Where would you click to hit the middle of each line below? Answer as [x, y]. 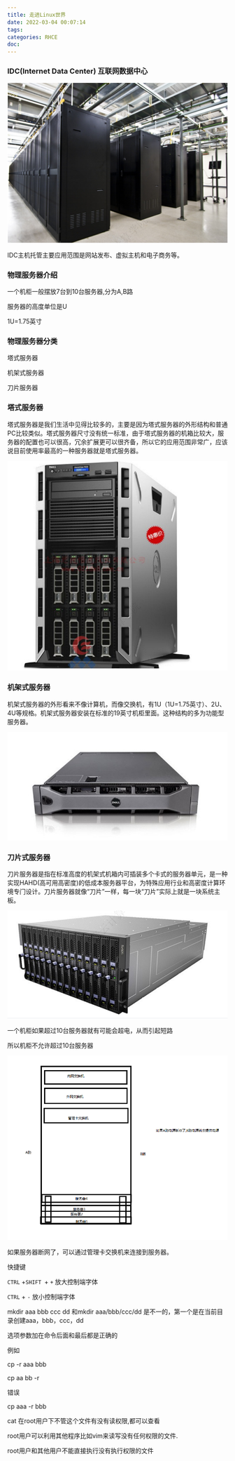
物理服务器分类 [33, 341]
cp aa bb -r [23, 1378]
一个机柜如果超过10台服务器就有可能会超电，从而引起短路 [90, 1030]
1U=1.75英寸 [24, 321]
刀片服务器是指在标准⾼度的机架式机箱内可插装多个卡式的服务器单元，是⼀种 [117, 874]
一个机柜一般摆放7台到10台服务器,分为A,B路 [70, 291]
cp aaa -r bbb [27, 1406]
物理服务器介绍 [33, 275]
